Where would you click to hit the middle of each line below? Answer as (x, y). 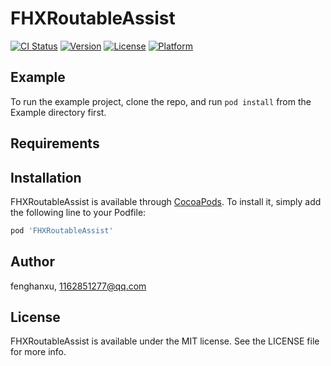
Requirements (55, 143)
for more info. (38, 352)
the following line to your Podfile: (78, 212)
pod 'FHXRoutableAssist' (62, 230)
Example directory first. (58, 112)
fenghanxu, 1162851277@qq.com (78, 286)
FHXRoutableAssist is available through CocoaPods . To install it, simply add (166, 201)
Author (32, 262)
